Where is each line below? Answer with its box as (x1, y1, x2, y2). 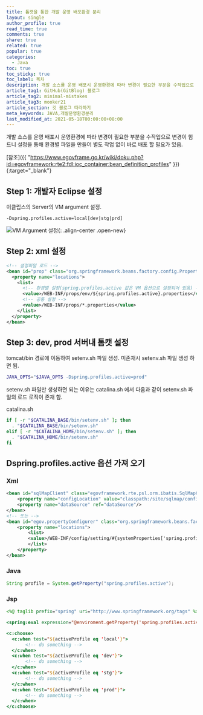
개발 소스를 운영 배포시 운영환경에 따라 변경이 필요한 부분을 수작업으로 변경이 (6, 133, 187, 141)
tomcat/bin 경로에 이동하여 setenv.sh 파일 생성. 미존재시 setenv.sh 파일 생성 (6, 354, 188, 362)
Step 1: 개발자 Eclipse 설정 (6, 186, 103, 196)
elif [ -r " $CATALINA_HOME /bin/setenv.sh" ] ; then (6, 428, 137, 434)
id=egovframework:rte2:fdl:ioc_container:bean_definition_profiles (6, 161, 169, 168)
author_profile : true (6, 20, 61, 26)
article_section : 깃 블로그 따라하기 (6, 104, 91, 111)
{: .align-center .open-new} (57, 227, 126, 234)
